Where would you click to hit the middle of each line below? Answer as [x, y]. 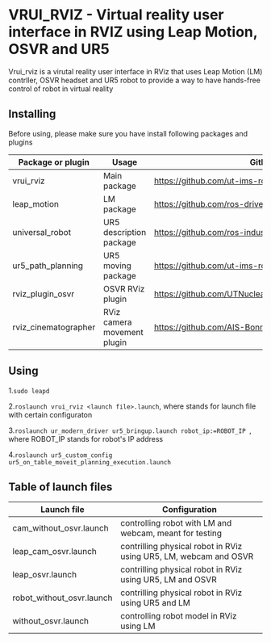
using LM [138, 626]
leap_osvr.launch [45, 575]
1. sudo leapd [29, 390]
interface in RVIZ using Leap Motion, [133, 32]
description [125, 232]
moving [117, 266]
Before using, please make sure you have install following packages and [128, 133]
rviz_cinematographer [54, 327]
